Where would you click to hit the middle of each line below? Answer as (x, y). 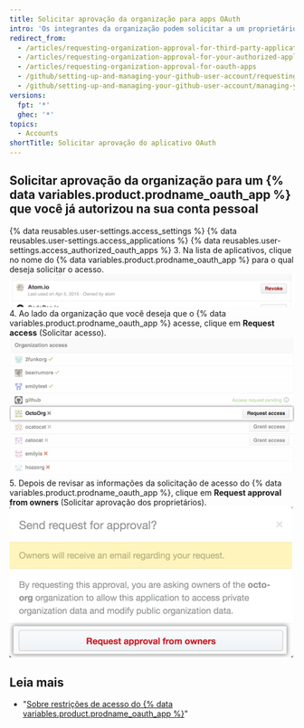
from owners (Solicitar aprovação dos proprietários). (108, 502)
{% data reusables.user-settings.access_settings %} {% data (123, 231)
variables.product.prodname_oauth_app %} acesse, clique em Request (142, 323)
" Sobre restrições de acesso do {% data (98, 704)
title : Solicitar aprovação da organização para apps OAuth (125, 19)
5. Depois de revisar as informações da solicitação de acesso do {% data (146, 483)
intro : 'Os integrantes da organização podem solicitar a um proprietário (153, 28)
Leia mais (37, 682)
